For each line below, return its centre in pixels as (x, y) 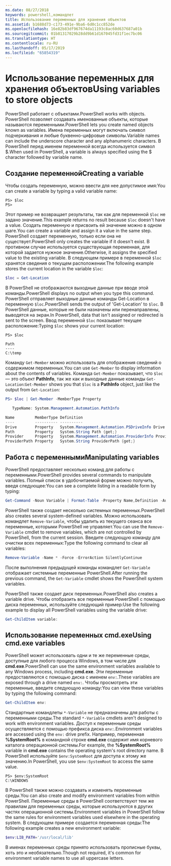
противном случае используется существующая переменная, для (78, 247)
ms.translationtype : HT (31, 39)
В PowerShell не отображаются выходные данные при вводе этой (77, 288)
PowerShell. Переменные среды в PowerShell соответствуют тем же (80, 801)
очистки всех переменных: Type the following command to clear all (77, 543)
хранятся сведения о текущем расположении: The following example (79, 263)
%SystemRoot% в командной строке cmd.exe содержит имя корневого (84, 740)
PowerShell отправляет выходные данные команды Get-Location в (77, 299)
